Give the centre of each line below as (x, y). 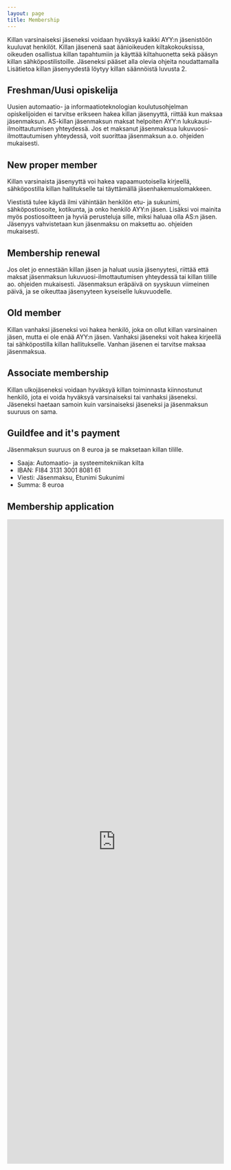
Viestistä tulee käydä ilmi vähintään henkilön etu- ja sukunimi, (94, 202)
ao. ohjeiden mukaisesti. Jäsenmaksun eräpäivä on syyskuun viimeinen (108, 284)
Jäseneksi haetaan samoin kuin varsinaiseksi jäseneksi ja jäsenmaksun (108, 404)
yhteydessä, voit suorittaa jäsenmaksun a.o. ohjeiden (129, 136)
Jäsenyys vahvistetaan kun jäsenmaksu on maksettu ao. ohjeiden (100, 224)
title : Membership (33, 20)
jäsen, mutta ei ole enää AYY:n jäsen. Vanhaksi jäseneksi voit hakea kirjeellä (114, 337)
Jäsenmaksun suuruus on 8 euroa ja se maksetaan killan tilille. (95, 450)
